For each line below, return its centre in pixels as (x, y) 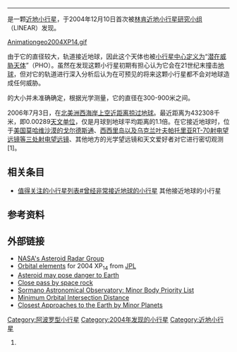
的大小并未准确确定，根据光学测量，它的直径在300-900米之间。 (101, 98)
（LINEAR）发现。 (34, 28)
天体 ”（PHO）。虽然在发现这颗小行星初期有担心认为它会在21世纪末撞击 (116, 65)
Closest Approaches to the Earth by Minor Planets (90, 305)
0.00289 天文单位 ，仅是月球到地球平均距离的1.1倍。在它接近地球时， (124, 121)
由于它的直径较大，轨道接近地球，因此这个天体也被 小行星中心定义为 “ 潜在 (114, 56)
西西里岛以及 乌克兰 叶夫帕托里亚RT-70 (155, 130)
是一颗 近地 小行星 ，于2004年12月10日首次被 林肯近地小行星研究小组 (105, 19)
